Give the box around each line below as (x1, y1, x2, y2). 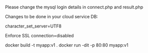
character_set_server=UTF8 (5, 23, 62, 29)
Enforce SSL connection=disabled (5, 33, 74, 38)
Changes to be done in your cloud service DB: (5, 14, 98, 19)
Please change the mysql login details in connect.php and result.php (5, 4, 144, 10)
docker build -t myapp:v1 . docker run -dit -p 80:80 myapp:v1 (5, 42, 128, 48)
